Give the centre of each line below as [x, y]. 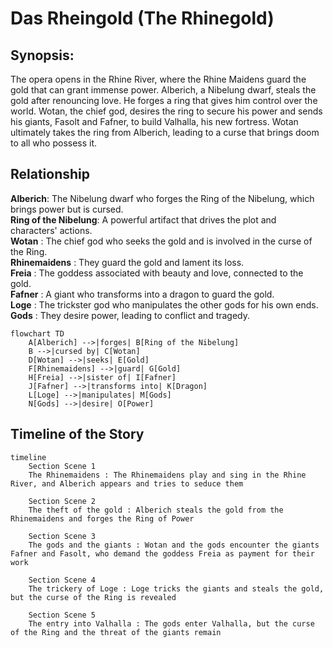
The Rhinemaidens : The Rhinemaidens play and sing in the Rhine [167, 475]
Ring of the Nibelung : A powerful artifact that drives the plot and [143, 219]
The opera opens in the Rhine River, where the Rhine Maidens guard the [158, 79]
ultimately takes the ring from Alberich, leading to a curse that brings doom [165, 132]
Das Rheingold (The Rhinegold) [142, 18]
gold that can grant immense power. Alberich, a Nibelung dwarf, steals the [163, 90]
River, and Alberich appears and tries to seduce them [127, 483]
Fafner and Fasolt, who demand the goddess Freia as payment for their [162, 553]
